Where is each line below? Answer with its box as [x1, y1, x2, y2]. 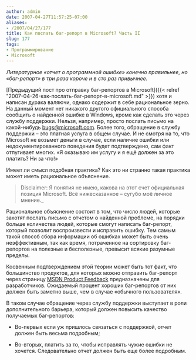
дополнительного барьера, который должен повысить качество [6, 305, 167, 312]
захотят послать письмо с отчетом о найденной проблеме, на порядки [6, 214, 185, 221]
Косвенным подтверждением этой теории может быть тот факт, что [6, 263, 177, 270]
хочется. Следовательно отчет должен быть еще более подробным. [14, 347, 187, 354]
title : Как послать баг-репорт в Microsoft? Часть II [6, 31, 141, 36]
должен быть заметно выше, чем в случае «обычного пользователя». [6, 288, 182, 295]
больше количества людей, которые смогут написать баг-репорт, [6, 220, 172, 227]
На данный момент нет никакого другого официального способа [6, 105, 169, 112]
